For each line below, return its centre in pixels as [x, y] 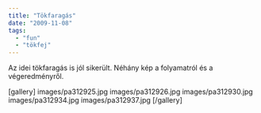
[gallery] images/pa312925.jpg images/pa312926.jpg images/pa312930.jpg [131, 92]
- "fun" [28, 38]
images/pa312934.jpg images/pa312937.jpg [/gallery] [95, 100]
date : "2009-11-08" [40, 23]
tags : [17, 30]
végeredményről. [36, 76]
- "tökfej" [33, 45]
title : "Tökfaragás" [42, 16]
